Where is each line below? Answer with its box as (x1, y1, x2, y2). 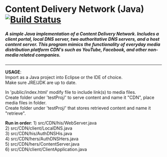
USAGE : (5, 69, 22, 75)
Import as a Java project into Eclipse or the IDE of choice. (5, 75, 123, 80)
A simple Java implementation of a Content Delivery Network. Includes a (5, 31, 159, 37)
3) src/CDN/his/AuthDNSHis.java (5, 131, 73, 137)
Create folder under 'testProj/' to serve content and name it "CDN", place (5, 94, 155, 100)
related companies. (19, 52, 61, 58)
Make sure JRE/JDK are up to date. (5, 79, 77, 85)
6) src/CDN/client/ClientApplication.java (5, 147, 87, 153)
